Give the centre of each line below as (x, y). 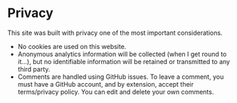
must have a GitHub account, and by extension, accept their (106, 84)
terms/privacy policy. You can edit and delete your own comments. (116, 92)
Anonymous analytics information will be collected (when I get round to (122, 54)
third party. (34, 69)
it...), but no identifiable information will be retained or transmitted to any (123, 61)
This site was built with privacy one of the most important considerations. (115, 33)
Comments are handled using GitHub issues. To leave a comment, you (121, 77)
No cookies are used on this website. (72, 46)
